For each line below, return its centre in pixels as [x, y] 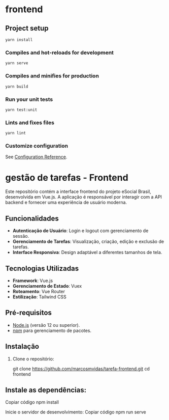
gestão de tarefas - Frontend [67, 177]
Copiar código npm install [32, 402]
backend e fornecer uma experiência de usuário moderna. [66, 203]
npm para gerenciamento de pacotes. [52, 330]
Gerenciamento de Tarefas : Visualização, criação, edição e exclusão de [88, 242]
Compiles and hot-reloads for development [60, 52]
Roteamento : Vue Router [39, 292]
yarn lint [16, 133]
